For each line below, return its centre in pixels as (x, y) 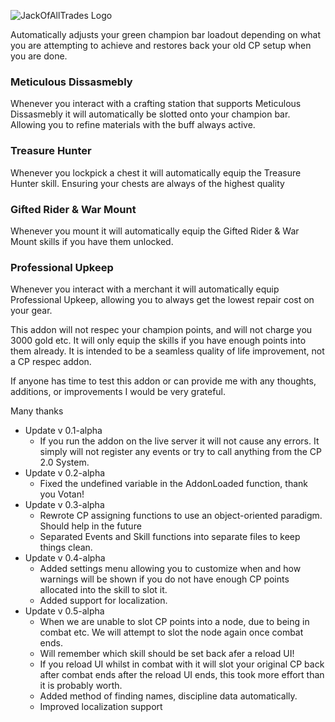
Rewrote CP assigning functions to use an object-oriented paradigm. (181, 516)
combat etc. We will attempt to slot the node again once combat (171, 632)
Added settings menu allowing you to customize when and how (170, 569)
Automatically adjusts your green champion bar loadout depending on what (165, 34)
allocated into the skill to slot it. (103, 590)
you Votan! (62, 494)
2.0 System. (64, 462)
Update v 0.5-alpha (64, 611)
